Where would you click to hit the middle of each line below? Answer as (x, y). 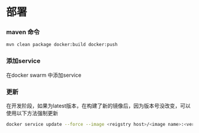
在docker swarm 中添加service (44, 75)
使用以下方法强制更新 (32, 113)
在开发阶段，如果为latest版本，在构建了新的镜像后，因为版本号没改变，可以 (98, 106)
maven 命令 (23, 32)
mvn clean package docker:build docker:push (62, 45)
